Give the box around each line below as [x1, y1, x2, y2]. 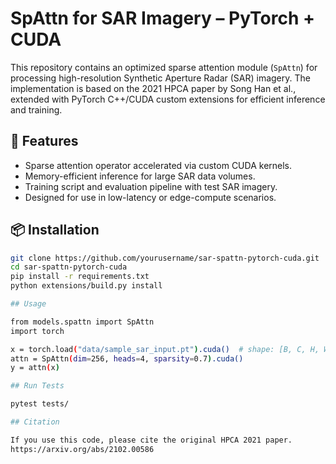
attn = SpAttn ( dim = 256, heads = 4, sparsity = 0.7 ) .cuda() [10, 353, 244, 364]
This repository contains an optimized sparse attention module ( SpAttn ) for [10, 61, 318, 73]
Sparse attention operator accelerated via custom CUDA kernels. [24, 159, 293, 171]
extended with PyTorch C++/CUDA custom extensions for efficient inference [10, 93, 326, 105]
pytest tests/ [10, 399, 70, 409]
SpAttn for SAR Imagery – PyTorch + [10, 7, 316, 30]
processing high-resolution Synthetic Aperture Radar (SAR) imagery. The [10, 72, 311, 84]
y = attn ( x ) [10, 363, 60, 373]
